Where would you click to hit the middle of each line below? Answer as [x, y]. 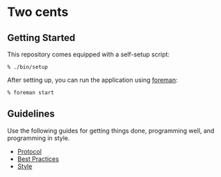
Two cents [38, 12]
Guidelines [31, 114]
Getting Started [41, 38]
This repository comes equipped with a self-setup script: [89, 54]
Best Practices [38, 159]
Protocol [29, 151]
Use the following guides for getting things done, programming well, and [111, 130]
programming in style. [39, 138]
